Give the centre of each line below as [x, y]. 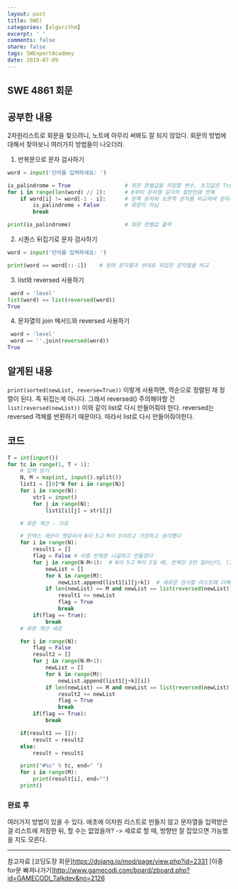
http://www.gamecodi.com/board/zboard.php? [121, 871]
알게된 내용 [30, 371]
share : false [27, 47]
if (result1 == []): [49, 733]
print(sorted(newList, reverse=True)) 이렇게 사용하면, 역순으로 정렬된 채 [113, 390]
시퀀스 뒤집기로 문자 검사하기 [57, 239]
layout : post [27, 14]
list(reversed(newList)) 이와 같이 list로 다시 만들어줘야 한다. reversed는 [111, 407]
